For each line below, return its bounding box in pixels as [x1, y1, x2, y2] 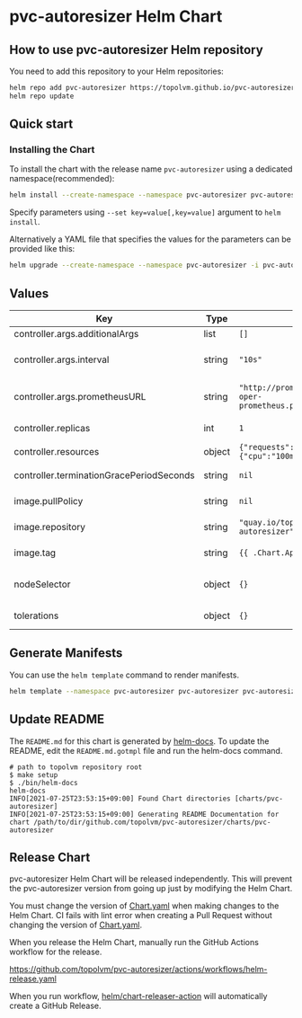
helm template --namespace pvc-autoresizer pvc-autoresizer [9, 686, 240, 695]
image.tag [13, 546, 57, 559]
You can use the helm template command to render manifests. [9, 669, 240, 680]
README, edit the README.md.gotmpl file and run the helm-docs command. [9, 745, 283, 756]
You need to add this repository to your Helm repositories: [9, 66, 225, 76]
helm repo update [9, 92, 75, 101]
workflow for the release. [9, 946, 102, 958]
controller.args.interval [13, 353, 110, 366]
